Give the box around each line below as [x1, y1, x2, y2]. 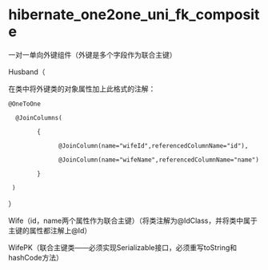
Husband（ [8, 66, 46, 77]
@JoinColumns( [15, 113, 62, 121]
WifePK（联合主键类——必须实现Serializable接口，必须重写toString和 [8, 242, 238, 252]
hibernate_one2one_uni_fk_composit [8, 6, 260, 24]
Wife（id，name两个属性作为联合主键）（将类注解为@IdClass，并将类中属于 [8, 216, 258, 225]
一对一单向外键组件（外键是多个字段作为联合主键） [8, 50, 177, 59]
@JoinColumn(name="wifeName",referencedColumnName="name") [58, 156, 260, 164]
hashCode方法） [8, 252, 64, 262]
